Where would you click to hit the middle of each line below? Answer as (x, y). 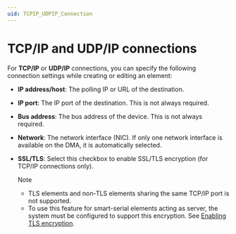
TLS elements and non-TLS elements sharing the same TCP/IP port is (129, 193)
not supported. (50, 200)
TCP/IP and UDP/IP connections (102, 48)
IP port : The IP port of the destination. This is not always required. (113, 103)
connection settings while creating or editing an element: (90, 75)
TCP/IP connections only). (55, 166)
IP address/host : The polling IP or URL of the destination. (101, 89)
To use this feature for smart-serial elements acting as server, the (123, 208)
